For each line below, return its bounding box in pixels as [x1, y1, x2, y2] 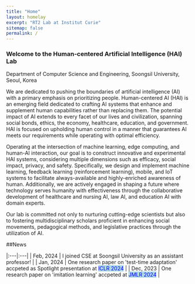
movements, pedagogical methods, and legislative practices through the [6, 223, 181, 230]
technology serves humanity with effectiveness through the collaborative [6, 187, 183, 194]
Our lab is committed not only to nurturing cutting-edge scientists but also [6, 211, 186, 218]
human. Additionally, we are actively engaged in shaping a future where [6, 181, 180, 188]
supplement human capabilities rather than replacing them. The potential [6, 107, 182, 114]
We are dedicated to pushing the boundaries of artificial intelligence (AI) [6, 88, 180, 95]
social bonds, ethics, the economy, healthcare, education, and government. [6, 119, 189, 126]
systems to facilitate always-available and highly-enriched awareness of [6, 175, 181, 182]
